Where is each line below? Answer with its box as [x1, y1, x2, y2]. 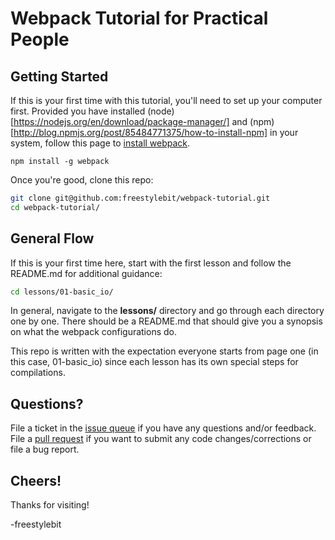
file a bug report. [10, 443, 80, 456]
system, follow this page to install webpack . [10, 137, 191, 149]
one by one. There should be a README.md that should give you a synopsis [10, 315, 323, 327]
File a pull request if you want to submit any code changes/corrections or [10, 433, 312, 445]
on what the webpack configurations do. [10, 326, 177, 338]
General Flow [10, 230, 95, 247]
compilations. [10, 367, 66, 379]
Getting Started [10, 68, 109, 85]
